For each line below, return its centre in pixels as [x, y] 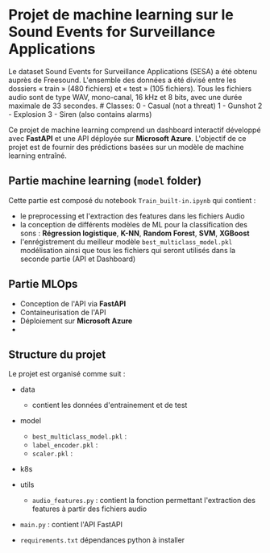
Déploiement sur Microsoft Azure [76, 321]
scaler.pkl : [52, 454]
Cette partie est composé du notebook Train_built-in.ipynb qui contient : [132, 200]
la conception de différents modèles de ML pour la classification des [134, 224]
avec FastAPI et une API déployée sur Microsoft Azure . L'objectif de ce [127, 138]
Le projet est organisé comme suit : [67, 374]
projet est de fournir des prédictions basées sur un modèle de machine [126, 147]
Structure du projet [57, 354]
